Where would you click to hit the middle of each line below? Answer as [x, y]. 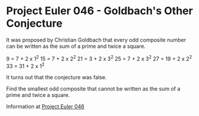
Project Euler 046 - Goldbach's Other [99, 11]
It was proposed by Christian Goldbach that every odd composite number [96, 40]
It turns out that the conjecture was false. [56, 78]
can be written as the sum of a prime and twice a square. [76, 46]
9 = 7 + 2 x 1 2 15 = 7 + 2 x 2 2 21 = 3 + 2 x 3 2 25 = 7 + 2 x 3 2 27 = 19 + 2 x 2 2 [99, 58]
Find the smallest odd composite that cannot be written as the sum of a [93, 89]
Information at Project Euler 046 [45, 107]
